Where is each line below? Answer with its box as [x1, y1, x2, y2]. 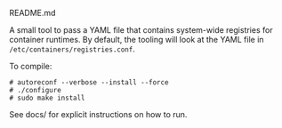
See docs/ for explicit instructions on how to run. [9, 109, 188, 119]
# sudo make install [9, 93, 86, 102]
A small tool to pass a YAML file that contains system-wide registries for [9, 25, 273, 35]
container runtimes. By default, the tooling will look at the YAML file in [9, 35, 264, 44]
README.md [9, 8, 56, 18]
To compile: [9, 61, 52, 71]
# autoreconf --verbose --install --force [9, 78, 169, 87]
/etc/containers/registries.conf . [9, 44, 135, 54]
